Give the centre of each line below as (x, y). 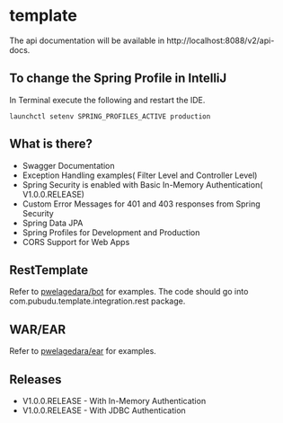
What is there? (51, 144)
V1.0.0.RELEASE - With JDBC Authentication (104, 410)
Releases (35, 379)
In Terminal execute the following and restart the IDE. (107, 100)
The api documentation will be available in (87, 40)
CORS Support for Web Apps (76, 242)
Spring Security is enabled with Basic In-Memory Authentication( (142, 184)
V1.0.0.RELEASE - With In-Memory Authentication (114, 401)
